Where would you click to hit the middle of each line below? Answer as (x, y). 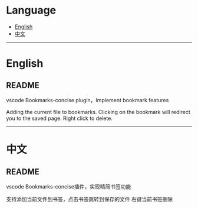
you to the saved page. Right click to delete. (60, 118)
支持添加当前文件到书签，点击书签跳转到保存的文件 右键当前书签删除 (89, 199)
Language (31, 10)
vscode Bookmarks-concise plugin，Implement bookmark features (88, 100)
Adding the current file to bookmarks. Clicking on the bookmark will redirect (98, 112)
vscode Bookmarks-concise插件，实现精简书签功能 (69, 186)
